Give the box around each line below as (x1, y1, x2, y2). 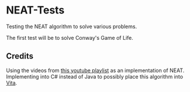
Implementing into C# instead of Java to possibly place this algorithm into (6, 73, 183, 80)
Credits (6, 51, 34, 62)
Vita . (6, 79, 18, 86)
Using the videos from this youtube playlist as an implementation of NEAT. (6, 67, 185, 74)
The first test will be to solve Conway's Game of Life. (6, 34, 133, 41)
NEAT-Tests (6, 4, 65, 17)
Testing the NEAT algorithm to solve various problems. (6, 23, 137, 30)
